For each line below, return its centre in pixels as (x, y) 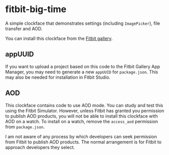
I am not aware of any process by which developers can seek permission (81, 136)
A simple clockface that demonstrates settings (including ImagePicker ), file (83, 23)
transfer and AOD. (24, 28)
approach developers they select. (40, 147)
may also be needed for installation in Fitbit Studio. (58, 77)
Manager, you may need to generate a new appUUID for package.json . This (82, 72)
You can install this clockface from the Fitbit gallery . (59, 38)
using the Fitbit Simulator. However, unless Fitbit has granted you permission (85, 111)
